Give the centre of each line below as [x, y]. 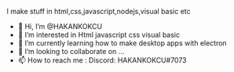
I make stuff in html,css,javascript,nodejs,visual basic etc [99, 11]
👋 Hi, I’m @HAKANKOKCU [60, 26]
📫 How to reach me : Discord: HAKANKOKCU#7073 [102, 60]
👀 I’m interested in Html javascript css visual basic [99, 35]
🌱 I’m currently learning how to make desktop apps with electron [122, 43]
